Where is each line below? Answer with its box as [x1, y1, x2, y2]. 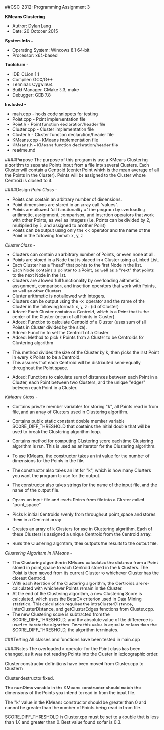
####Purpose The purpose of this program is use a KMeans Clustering [5, 157, 148, 163]
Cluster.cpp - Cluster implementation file [12, 126, 94, 132]
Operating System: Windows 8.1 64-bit [12, 47, 90, 53]
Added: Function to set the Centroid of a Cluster [12, 330, 109, 335]
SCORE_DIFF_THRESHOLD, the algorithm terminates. [12, 627, 119, 633]
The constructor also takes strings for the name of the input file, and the [12, 482, 157, 488]
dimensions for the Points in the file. [12, 458, 84, 463]
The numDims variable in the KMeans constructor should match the [5, 685, 141, 690]
